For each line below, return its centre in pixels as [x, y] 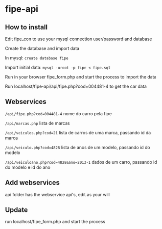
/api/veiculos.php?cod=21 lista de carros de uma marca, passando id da [78, 132]
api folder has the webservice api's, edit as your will [58, 194]
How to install [26, 27]
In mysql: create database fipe [37, 58]
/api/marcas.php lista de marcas [37, 123]
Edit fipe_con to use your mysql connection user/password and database [79, 39]
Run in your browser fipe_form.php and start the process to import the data [81, 77]
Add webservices [33, 183]
